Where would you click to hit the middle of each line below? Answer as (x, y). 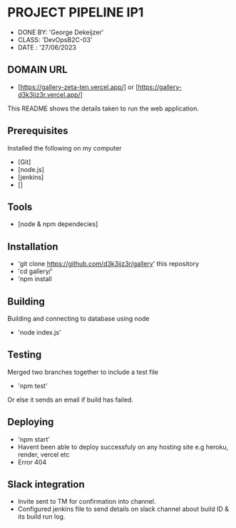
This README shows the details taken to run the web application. (103, 108)
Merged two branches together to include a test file (83, 372)
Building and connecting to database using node (78, 319)
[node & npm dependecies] (58, 224)
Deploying (31, 422)
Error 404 (32, 462)
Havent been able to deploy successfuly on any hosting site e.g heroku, (123, 447)
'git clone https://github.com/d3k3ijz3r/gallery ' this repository (108, 264)
